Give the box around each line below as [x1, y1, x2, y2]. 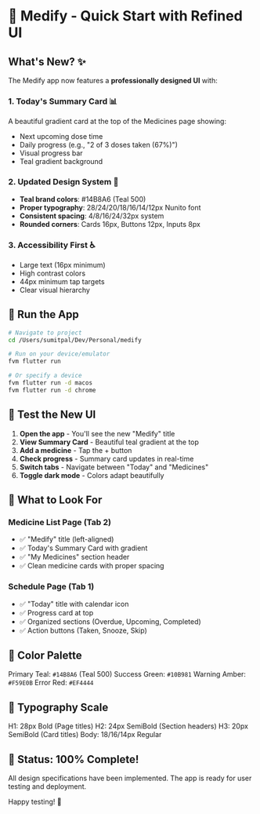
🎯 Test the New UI [8, 408, 96, 422]
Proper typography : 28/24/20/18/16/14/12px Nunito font [19, 203, 201, 212]
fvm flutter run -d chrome [8, 386, 96, 394]
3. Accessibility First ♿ [8, 239, 96, 250]
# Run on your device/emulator [8, 350, 110, 358]
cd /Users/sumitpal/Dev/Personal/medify [8, 336, 143, 344]
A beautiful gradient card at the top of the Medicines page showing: [8, 117, 227, 126]
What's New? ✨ [8, 55, 86, 68]
